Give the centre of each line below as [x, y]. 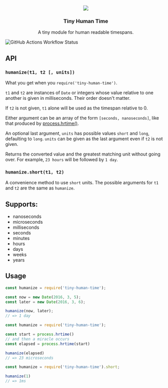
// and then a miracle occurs [38, 339]
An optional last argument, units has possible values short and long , [77, 133]
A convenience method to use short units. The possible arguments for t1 [82, 183]
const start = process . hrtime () [40, 335]
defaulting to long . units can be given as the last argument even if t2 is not [84, 139]
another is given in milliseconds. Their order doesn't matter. [68, 98]
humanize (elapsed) [25, 353]
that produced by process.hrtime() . [42, 123]
